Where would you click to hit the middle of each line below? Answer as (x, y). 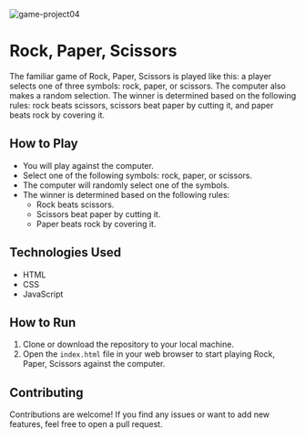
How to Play (44, 144)
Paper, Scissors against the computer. (94, 364)
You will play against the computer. (88, 165)
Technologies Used (65, 252)
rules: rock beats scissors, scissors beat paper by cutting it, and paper (142, 105)
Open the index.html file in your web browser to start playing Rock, (149, 354)
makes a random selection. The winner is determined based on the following (153, 95)
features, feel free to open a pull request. (86, 424)
